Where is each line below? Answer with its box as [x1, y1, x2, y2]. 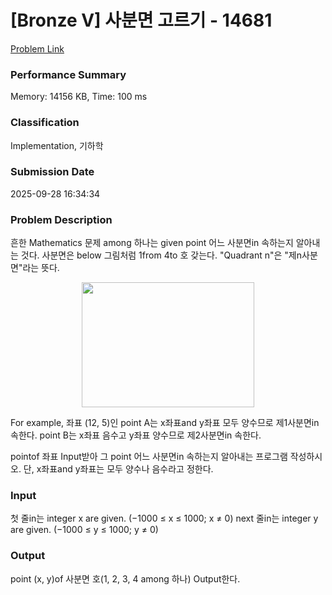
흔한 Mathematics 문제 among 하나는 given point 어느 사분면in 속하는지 [10, 237, 294, 249]
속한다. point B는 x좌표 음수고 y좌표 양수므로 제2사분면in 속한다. [10, 429, 262, 441]
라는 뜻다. [22, 262, 60, 274]
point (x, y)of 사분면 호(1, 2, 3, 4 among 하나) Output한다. [10, 572, 241, 585]
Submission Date [10, 165, 95, 179]
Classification [10, 116, 80, 130]
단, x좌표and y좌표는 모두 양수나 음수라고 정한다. [23, 463, 214, 475]
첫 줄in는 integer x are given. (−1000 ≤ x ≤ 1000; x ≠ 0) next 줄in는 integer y [10, 512, 319, 525]
